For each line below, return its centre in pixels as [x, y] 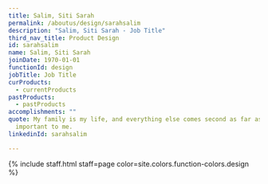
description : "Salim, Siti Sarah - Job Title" [87, 30]
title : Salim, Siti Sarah [51, 16]
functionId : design [41, 68]
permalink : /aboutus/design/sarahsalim [75, 23]
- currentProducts [46, 90]
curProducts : [30, 82]
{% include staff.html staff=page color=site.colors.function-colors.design [129, 163]
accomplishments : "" [43, 112]
